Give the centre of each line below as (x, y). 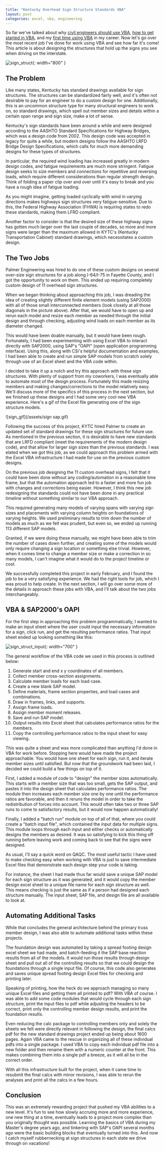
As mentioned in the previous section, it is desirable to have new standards (81, 437)
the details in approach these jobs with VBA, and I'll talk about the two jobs (81, 589)
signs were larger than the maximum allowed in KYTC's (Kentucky (72, 232)
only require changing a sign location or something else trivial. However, (78, 548)
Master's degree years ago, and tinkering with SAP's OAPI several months (80, 1128)
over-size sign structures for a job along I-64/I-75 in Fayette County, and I (80, 275)
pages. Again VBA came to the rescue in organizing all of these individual (79, 1039)
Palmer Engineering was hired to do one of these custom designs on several (82, 270)
